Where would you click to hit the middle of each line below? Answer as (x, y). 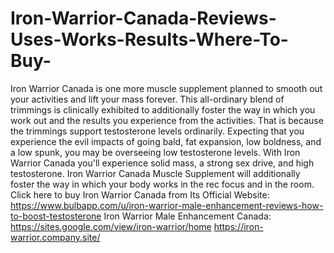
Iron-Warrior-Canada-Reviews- (143, 18)
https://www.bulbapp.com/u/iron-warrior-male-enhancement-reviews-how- (167, 205)
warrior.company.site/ (55, 237)
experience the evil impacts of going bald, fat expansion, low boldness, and (166, 141)
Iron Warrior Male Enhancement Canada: (187, 216)
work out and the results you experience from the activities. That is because (167, 120)
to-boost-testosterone (56, 216)
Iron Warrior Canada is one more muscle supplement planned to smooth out (166, 88)
